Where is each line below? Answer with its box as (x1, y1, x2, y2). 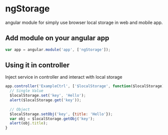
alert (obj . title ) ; (9, 121, 48, 126)
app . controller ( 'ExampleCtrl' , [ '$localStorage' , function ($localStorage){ (5, 84, 166, 89)
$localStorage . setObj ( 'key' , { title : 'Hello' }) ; (9, 112, 113, 117)
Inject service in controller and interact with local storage (5, 74, 122, 80)
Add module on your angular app (5, 34, 109, 42)
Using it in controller (5, 61, 70, 70)
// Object (9, 107, 30, 112)
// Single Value (9, 88, 43, 94)
